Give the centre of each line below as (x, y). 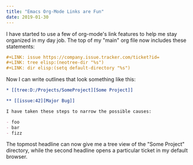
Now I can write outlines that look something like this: (71, 80)
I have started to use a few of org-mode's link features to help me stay (91, 34)
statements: (21, 46)
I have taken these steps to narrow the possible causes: (79, 111)
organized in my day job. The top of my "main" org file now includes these (97, 40)
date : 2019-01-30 (27, 17)
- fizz (14, 133)
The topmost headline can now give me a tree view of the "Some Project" (95, 144)
